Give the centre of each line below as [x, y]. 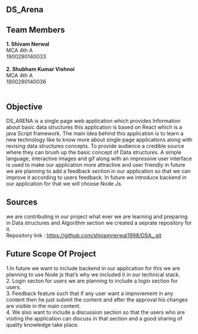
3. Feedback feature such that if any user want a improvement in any [90, 293]
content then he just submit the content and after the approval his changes [97, 299]
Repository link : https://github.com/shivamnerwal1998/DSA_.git [84, 235]
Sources [22, 202]
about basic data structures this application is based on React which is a [94, 127]
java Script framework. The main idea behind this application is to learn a [95, 134]
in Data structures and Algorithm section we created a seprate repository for [99, 223]
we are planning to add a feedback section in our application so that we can [98, 171]
